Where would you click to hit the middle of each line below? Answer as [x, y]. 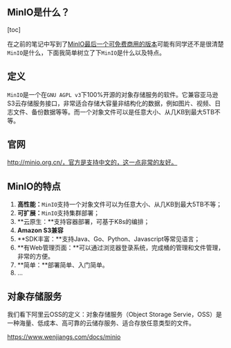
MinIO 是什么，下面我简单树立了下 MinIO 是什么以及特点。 [86, 52]
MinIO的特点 [34, 186]
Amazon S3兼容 [40, 230]
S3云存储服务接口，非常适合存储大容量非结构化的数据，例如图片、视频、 [111, 103]
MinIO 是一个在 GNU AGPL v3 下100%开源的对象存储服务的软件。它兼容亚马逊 [113, 94]
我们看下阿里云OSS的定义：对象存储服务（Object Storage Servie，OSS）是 [115, 315]
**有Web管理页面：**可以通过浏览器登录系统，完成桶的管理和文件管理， [121, 247]
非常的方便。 [35, 256]
